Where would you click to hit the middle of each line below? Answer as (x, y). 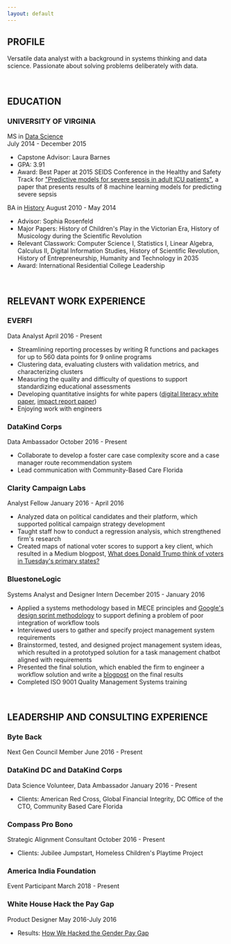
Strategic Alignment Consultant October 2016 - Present (86, 839)
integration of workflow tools (58, 622)
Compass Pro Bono (40, 824)
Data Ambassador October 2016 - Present (67, 442)
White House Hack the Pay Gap (61, 904)
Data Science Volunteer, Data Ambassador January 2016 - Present (102, 785)
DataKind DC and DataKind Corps (65, 770)
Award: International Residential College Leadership (91, 266)
